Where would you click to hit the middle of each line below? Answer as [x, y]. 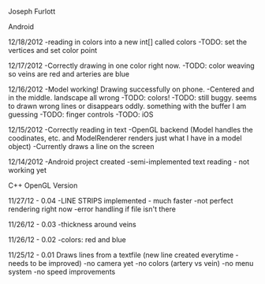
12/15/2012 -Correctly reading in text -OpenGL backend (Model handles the [131, 130]
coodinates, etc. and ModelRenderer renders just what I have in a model [125, 138]
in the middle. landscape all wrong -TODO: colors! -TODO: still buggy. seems [132, 97]
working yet [28, 170]
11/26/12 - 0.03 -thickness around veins [72, 224]
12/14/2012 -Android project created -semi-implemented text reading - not [129, 162]
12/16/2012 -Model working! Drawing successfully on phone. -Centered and [131, 89]
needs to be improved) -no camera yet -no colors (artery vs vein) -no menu [131, 263]
